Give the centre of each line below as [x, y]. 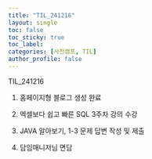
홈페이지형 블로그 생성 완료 [60, 97]
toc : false [26, 30]
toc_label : [26, 45]
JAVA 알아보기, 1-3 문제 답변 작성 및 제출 [82, 131]
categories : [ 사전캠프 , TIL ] [52, 52]
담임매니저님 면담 [46, 147]
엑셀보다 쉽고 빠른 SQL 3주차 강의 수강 [78, 114]
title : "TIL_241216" [42, 15]
